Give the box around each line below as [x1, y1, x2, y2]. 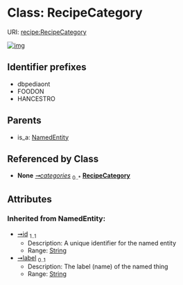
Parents [7, 114, 42, 126]
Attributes [7, 193, 52, 205]
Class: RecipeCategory [7, 5, 143, 21]
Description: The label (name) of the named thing [27, 262, 168, 271]
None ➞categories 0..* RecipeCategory [17, 171, 130, 182]
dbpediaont [17, 80, 51, 88]
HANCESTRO [17, 94, 55, 103]
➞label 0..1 [17, 253, 46, 264]
